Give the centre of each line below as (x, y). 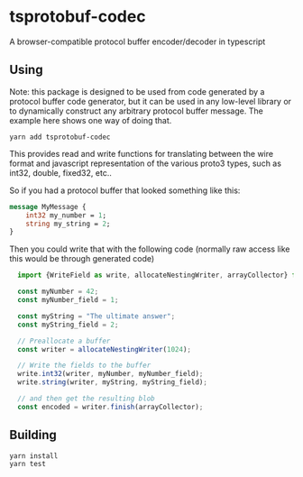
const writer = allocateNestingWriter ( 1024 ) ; (105, 349)
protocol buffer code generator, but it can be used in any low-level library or (150, 101)
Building (33, 435)
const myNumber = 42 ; (58, 292)
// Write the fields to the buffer (84, 366)
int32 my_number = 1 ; (66, 215)
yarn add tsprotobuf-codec (60, 137)
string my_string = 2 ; (68, 224)
